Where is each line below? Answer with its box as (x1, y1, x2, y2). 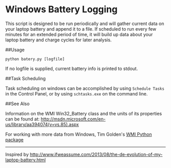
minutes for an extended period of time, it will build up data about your (5, 31, 153, 37)
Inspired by (5, 151, 29, 157)
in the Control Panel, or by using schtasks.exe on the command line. (5, 90, 148, 97)
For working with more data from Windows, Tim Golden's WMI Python (5, 131, 152, 137)
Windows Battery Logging (5, 4, 118, 15)
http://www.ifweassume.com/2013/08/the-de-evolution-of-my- (30, 151, 163, 157)
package (5, 136, 24, 142)
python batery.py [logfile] (5, 56, 65, 62)
